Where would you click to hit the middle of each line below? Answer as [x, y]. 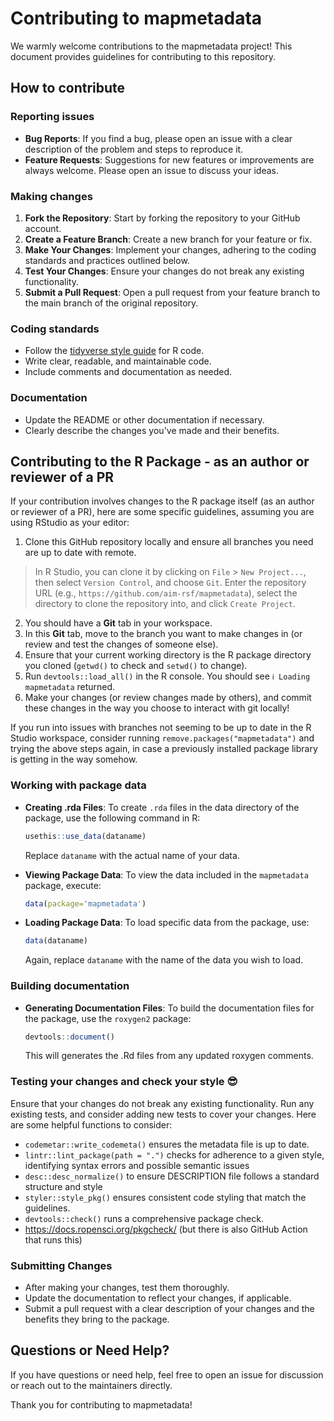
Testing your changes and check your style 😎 [124, 1082]
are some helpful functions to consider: [91, 1124]
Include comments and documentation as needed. [128, 372]
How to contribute [68, 88]
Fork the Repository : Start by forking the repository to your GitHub [162, 218]
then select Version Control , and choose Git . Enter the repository [170, 583]
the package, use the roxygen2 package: [108, 1018]
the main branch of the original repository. [111, 303]
